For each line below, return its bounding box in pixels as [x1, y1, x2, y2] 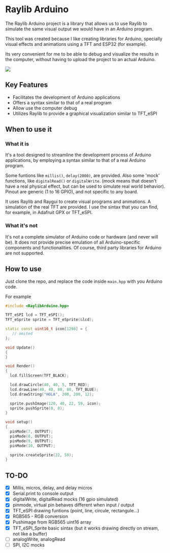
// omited [12, 331, 33, 336]
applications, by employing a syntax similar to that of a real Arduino [5, 157, 146, 163]
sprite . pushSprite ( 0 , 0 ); [10, 405, 65, 411]
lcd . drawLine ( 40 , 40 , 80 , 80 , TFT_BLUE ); [10, 387, 99, 392]
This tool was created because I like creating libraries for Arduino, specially [5, 36, 162, 42]
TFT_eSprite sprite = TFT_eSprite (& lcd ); [5, 317, 94, 323]
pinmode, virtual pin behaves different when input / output [12, 502, 134, 508]
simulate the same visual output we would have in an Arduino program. [5, 25, 154, 32]
